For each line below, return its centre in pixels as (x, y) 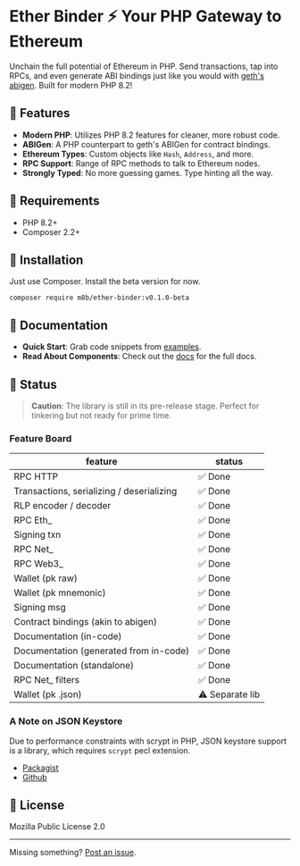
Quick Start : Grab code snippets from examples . (112, 347)
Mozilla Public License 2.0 (57, 827)
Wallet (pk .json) (48, 694)
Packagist (41, 768)
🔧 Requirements (54, 201)
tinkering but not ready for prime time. (101, 415)
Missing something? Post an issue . (73, 853)
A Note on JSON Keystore (66, 721)
